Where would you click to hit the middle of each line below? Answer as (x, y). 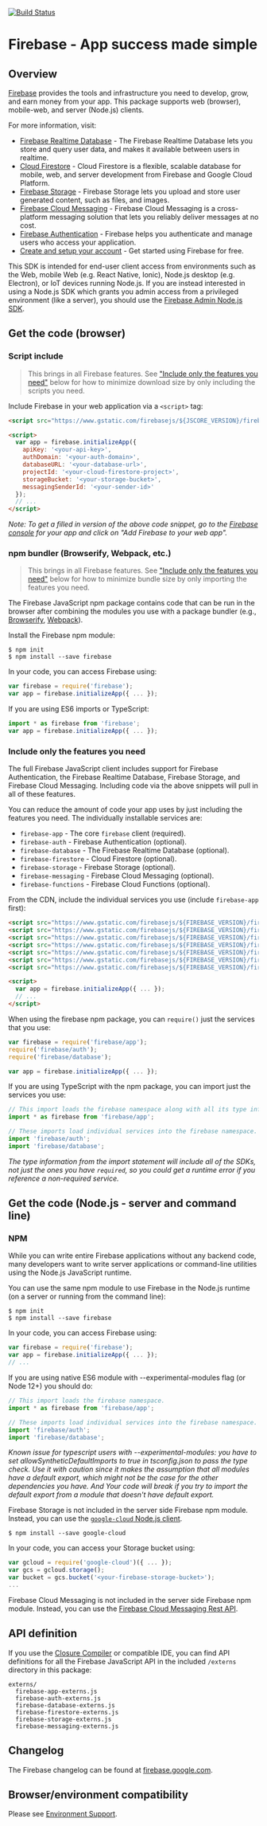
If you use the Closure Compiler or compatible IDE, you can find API (119, 1652)
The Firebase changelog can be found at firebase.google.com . (110, 1769)
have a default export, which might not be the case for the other (113, 1478)
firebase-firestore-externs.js (67, 1712)
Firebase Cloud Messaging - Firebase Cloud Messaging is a (118, 208)
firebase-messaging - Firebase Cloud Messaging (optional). (117, 876)
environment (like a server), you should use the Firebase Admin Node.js (126, 300)
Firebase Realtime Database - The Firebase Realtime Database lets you (136, 141)
